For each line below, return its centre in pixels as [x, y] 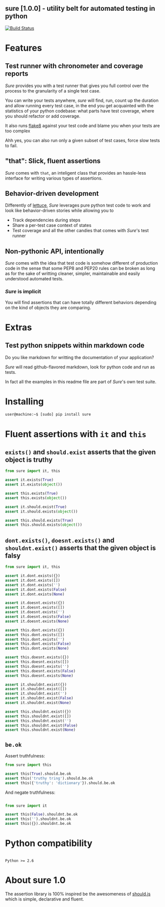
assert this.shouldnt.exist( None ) [41, 730]
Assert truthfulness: [25, 756]
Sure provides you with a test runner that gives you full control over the [77, 86]
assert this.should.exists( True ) [39, 520]
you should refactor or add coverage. [43, 116]
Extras [18, 327]
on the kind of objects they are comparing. [48, 307]
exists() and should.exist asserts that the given [81, 452]
